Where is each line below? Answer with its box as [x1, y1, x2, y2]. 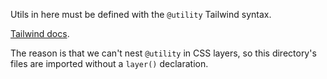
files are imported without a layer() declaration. [10, 58, 209, 69]
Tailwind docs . [10, 28, 70, 39]
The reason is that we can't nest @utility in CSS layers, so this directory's [10, 47, 317, 59]
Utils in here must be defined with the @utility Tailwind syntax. [10, 9, 272, 20]
